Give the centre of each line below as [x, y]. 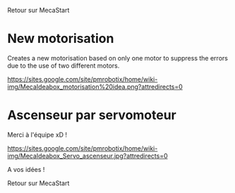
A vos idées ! [26, 169]
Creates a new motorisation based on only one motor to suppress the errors [117, 58]
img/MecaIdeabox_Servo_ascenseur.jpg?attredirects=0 [88, 156]
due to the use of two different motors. [64, 66]
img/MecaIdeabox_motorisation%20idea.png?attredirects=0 [95, 87]
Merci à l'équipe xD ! [37, 135]
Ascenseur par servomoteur [92, 115]
